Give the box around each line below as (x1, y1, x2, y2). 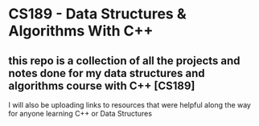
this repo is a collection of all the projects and (8, 54, 240, 67)
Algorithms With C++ (8, 22, 154, 40)
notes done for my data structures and (8, 66, 205, 80)
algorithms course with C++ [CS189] (8, 79, 195, 92)
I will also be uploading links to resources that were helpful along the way (8, 100, 252, 109)
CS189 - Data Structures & (8, 5, 187, 23)
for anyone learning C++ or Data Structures (8, 109, 153, 118)
